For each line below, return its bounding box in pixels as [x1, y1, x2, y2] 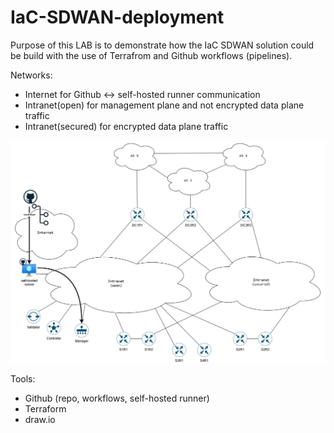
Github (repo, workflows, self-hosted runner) [24, 392, 210, 404]
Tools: [10, 372, 36, 385]
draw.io [24, 413, 56, 425]
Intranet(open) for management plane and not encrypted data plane [24, 99, 305, 111]
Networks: [10, 69, 53, 81]
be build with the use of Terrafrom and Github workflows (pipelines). [10, 49, 293, 61]
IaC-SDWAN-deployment [10, 6, 225, 29]
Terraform [24, 402, 67, 415]
